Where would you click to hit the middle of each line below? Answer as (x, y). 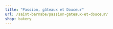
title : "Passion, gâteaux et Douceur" (45, 10)
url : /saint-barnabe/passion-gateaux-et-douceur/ (57, 14)
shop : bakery (18, 19)
